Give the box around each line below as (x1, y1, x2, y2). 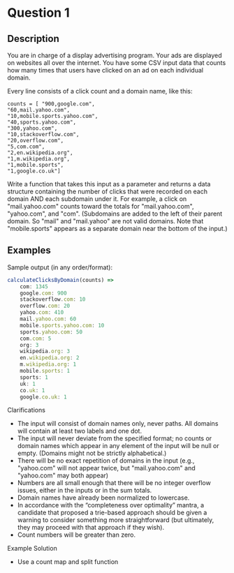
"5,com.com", (7, 143, 45, 150)
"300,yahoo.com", (7, 125, 58, 132)
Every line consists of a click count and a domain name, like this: (7, 87, 193, 95)
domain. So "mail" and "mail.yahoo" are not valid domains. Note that (7, 217, 204, 225)
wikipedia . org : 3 (20, 348, 71, 355)
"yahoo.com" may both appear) (17, 471, 109, 479)
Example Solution (7, 544, 57, 553)
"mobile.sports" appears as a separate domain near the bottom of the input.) (7, 225, 228, 232)
